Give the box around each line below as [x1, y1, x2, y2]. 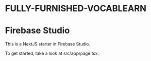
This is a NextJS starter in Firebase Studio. [5, 41, 91, 47]
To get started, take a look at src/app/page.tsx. [5, 50, 99, 56]
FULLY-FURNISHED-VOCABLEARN [5, 3, 147, 14]
